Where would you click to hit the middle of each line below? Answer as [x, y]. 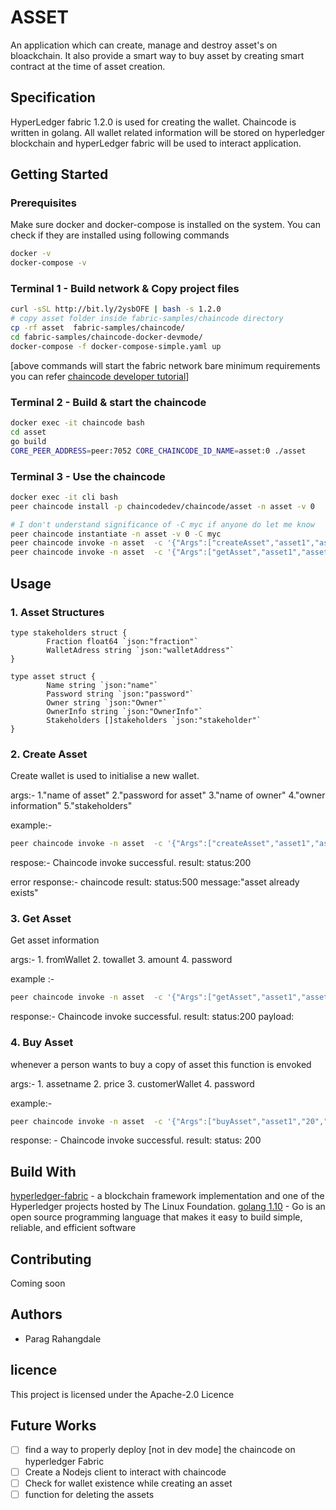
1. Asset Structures [57, 612]
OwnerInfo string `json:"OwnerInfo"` [124, 711]
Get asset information [55, 940]
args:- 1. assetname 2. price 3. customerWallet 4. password [132, 1083]
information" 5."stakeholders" [71, 806]
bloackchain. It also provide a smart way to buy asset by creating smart [157, 55]
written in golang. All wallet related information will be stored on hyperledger [168, 132]
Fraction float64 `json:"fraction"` [122, 641]
